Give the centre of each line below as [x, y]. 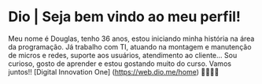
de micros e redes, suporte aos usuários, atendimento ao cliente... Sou [123, 55]
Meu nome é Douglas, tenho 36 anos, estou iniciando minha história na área [131, 38]
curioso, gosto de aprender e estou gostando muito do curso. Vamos [120, 64]
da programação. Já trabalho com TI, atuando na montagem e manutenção [130, 46]
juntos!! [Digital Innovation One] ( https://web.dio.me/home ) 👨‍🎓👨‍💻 [114, 71]
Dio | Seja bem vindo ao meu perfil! [125, 17]
